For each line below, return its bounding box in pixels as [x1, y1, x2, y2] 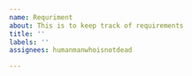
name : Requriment [9, 12, 73, 22]
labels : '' [9, 37, 50, 47]
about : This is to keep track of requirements [9, 21, 184, 30]
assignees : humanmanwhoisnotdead [9, 46, 133, 55]
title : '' [9, 29, 46, 38]
